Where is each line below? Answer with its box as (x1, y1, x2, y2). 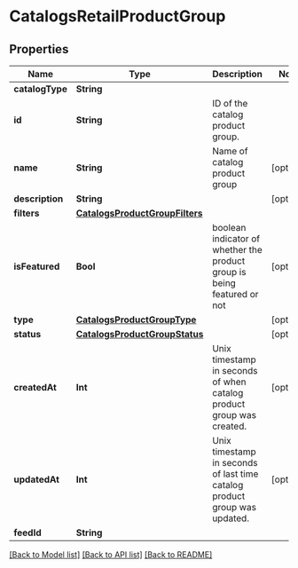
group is (212, 266, 247, 278)
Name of (212, 145, 248, 157)
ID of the (212, 98, 248, 109)
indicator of (212, 233, 260, 245)
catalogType (13, 83, 68, 95)
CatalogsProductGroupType (75, 313, 197, 326)
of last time (212, 468, 259, 480)
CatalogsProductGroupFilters (75, 207, 203, 219)
